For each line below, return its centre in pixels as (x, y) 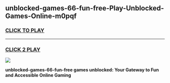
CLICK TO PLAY (25, 31)
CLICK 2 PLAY (23, 49)
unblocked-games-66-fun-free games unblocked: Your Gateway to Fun (82, 69)
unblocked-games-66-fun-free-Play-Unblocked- (85, 8)
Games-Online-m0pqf (41, 16)
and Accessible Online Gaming (38, 75)
